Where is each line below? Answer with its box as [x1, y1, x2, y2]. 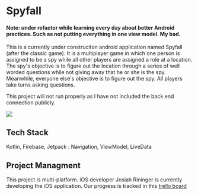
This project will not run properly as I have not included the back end [6, 93, 174, 100]
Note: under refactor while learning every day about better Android [6, 24, 175, 31]
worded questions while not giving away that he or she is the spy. [6, 69, 166, 76]
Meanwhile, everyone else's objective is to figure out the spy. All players [6, 75, 183, 82]
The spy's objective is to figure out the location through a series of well [6, 62, 180, 69]
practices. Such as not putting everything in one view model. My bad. [6, 30, 181, 37]
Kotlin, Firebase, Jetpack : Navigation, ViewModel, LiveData [6, 143, 152, 151]
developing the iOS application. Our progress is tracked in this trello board [6, 183, 187, 190]
